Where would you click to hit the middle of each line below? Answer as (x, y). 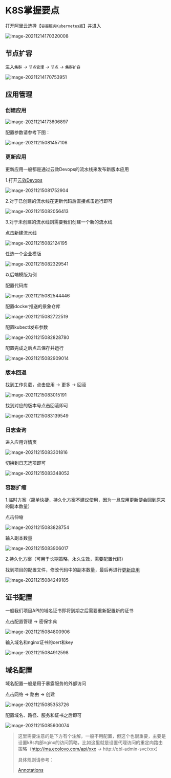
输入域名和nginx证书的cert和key (39, 642)
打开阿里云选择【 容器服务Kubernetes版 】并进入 (53, 26)
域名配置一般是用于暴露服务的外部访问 (46, 684)
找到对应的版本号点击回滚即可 (37, 406)
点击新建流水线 (21, 233)
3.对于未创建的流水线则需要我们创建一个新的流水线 (59, 222)
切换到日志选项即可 (26, 463)
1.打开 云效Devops (24, 180)
